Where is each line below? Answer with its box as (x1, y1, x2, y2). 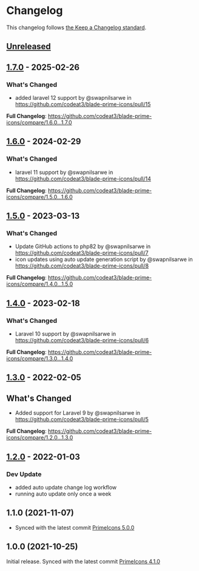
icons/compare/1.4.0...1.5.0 (6, 280, 73, 288)
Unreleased (6, 41, 52, 52)
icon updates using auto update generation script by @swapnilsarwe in (15, 256, 193, 263)
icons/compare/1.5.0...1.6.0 (6, 193, 73, 201)
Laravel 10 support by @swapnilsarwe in (15, 330, 116, 337)
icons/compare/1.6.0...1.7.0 (6, 119, 72, 126)
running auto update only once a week (15, 490, 112, 497)
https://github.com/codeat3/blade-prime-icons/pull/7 (15, 249, 149, 257)
